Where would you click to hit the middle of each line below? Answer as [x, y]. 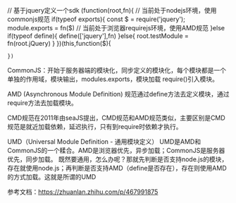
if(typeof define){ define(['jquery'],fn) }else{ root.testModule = [98, 36]
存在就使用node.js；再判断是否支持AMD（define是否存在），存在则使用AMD [117, 168]
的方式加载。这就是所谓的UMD [52, 177]
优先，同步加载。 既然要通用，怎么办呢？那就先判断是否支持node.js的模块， [118, 159]
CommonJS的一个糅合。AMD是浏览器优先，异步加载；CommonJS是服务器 [116, 150]
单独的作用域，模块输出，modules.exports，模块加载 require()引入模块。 [113, 79]
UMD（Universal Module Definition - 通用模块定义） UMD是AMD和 [104, 142]
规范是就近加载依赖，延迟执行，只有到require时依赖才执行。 [95, 127]
